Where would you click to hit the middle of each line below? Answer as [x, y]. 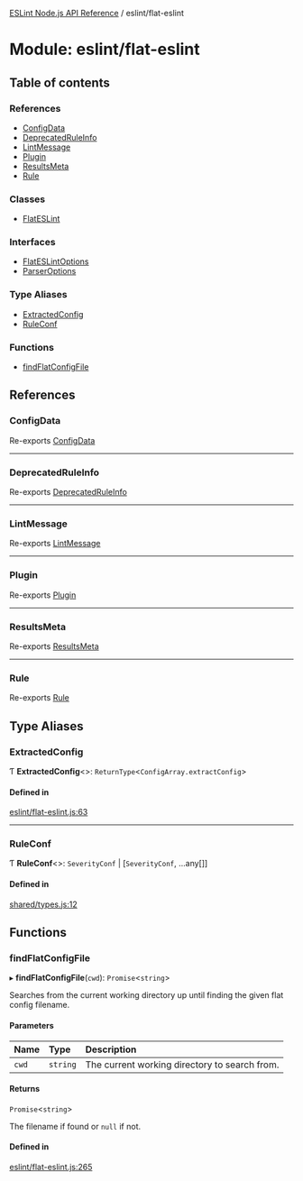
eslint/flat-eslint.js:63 [49, 812]
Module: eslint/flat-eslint [105, 50]
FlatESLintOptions [55, 261]
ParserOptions [49, 271]
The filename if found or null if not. [75, 1126]
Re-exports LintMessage [55, 544]
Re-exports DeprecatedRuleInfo [69, 492]
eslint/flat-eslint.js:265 [51, 1167]
